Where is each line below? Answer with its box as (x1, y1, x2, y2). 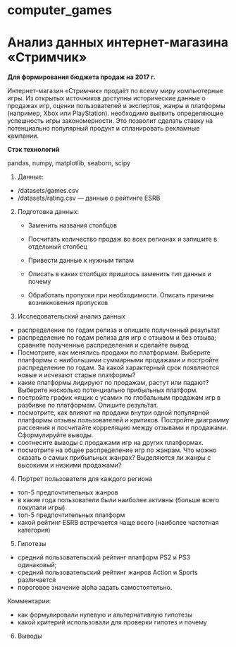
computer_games (7, 2, 113, 18)
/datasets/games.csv (17, 186, 79, 195)
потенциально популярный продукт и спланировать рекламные (7, 124, 200, 133)
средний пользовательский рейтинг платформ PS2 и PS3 (17, 553, 191, 562)
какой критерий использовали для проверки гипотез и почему (17, 618, 208, 627)
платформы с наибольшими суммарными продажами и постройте (17, 356, 219, 364)
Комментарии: (7, 597, 51, 605)
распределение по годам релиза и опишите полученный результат (17, 326, 221, 334)
